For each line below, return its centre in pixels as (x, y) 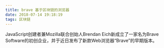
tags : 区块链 (18, 19)
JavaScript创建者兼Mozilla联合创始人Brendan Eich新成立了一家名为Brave (82, 34)
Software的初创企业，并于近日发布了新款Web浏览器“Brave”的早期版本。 (81, 40)
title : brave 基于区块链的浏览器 (38, 10)
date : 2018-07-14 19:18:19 (34, 15)
